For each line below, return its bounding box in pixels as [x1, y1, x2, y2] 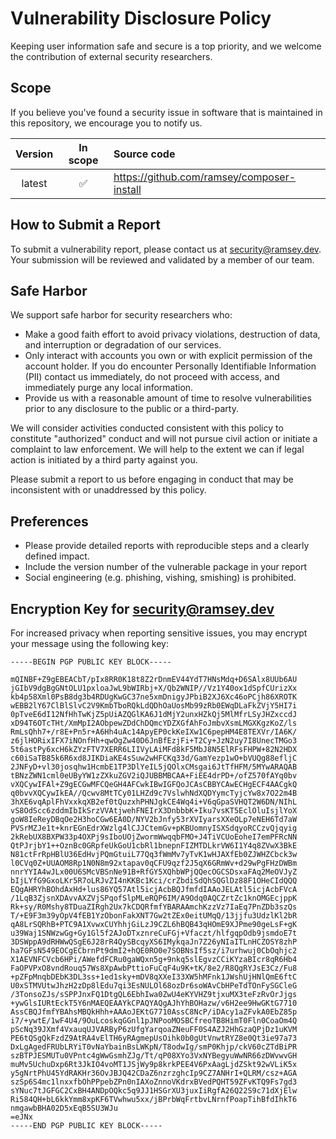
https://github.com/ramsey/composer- [113, 170, 297, 184]
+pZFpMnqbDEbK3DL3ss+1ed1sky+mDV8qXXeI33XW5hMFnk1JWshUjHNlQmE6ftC [10, 972, 298, 982]
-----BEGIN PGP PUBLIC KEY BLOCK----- [10, 657, 172, 667]
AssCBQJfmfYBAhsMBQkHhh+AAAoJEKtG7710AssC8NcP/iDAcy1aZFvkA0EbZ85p [10, 1007, 298, 1017]
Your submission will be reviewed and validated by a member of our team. [10, 253, 315, 266]
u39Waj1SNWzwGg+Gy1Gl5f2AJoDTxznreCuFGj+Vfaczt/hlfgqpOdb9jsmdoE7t [10, 928, 298, 938]
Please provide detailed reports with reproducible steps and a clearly [24, 540, 310, 552]
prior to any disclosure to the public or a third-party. [24, 403, 239, 415]
